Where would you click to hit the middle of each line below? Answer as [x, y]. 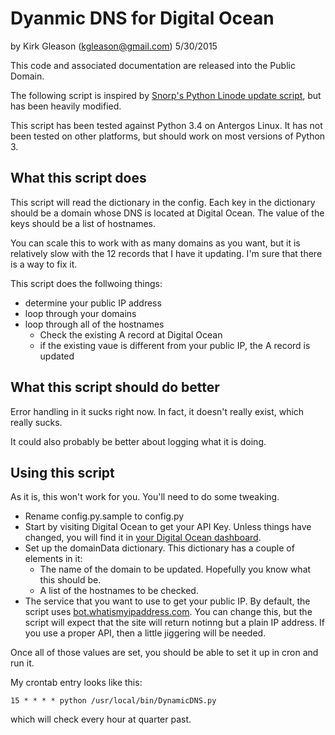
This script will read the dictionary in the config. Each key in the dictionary [163, 202]
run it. [22, 663]
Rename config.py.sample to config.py [104, 516]
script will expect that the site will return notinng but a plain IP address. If [175, 623]
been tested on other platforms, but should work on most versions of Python [168, 136]
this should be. [70, 580]
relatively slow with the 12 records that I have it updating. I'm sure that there [166, 253]
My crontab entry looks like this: [76, 683]
